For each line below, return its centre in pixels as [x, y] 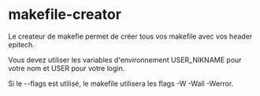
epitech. [22, 44]
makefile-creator [65, 15]
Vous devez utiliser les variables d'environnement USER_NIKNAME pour [125, 60]
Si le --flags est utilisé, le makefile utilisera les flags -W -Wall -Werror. [121, 83]
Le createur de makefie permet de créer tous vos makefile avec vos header [130, 36]
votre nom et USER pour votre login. [67, 68]
